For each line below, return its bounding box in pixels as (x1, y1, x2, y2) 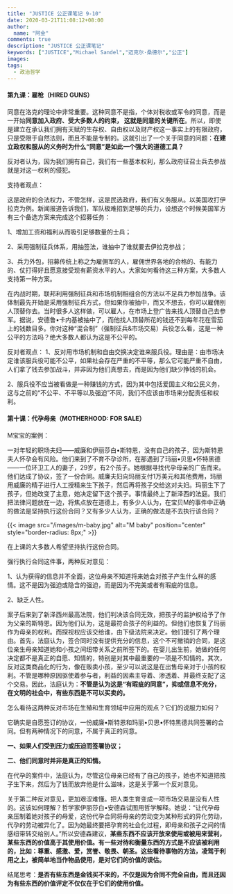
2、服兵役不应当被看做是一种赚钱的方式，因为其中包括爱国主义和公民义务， (7, 380, 224, 388)
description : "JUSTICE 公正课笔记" (7, 42, 105, 49)
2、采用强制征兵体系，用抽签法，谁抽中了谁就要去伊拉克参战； (7, 242, 187, 250)
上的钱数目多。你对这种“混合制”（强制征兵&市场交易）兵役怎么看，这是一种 (7, 324, 223, 333)
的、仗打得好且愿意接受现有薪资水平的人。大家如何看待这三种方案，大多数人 (7, 266, 226, 274)
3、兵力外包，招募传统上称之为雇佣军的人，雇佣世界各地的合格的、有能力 (7, 257, 218, 265)
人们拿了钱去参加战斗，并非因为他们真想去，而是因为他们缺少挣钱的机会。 (7, 365, 220, 373)
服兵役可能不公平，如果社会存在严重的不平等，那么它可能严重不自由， (25, 356, 226, 365)
